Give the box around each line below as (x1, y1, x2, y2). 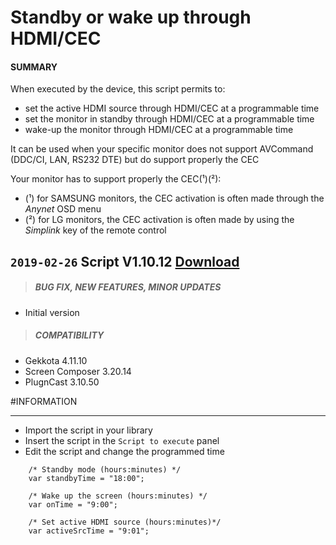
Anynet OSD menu (24, 203, 102, 215)
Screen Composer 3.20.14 (24, 365, 132, 377)
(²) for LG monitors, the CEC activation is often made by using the (24, 214, 295, 226)
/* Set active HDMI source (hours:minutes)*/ (28, 517, 222, 527)
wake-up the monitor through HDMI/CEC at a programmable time (24, 124, 294, 136)
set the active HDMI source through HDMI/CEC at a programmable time (24, 102, 320, 115)
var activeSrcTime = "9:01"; (28, 526, 150, 536)
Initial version (24, 306, 80, 318)
